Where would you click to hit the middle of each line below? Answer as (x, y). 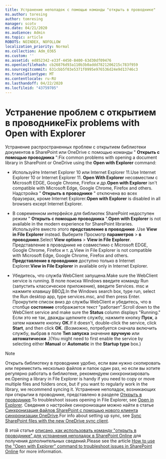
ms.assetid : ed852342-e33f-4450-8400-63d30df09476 (58, 60)
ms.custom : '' (20, 56)
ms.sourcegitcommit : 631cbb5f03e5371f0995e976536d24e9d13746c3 (72, 70)
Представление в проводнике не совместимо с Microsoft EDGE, (80, 245)
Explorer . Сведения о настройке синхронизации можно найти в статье (80, 405)
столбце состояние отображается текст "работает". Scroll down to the (86, 307)
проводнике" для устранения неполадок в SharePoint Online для (73, 436)
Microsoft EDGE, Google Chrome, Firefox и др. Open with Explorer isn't (84, 183)
